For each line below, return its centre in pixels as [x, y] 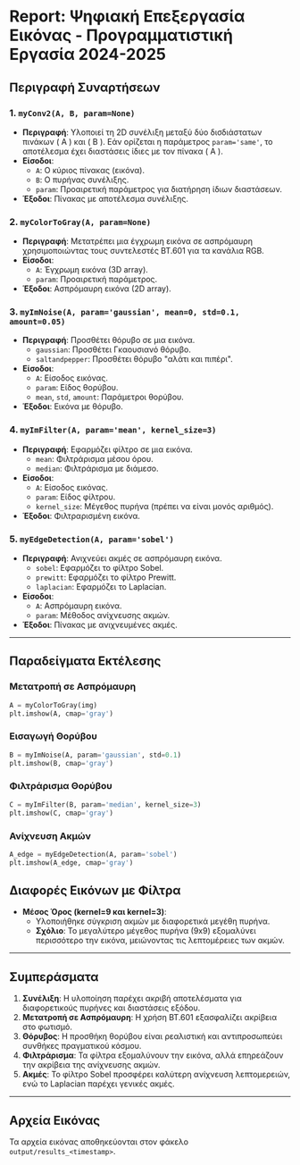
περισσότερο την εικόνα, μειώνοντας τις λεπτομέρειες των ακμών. [160, 941]
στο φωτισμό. [47, 1027]
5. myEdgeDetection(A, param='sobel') [92, 539]
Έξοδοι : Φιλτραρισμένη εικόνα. [81, 515]
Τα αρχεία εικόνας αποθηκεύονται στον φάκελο [99, 1142]
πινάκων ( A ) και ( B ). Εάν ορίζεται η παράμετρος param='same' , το [147, 141]
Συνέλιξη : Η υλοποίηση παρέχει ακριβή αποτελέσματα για [132, 999]
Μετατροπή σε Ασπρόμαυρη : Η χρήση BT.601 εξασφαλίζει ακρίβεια [150, 1018]
